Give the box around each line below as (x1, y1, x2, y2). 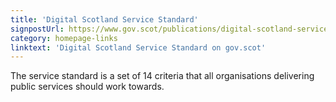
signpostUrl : (10, 24, 65, 34)
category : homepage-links (10, 33, 118, 43)
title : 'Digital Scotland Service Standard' (10, 14, 199, 25)
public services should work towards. (10, 81, 165, 93)
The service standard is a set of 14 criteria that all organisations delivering (10, 70, 315, 82)
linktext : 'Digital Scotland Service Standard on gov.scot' (10, 42, 267, 53)
